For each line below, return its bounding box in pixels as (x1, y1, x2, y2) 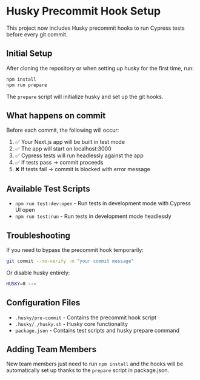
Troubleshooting (6, 230, 71, 240)
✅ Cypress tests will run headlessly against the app (15, 152, 144, 159)
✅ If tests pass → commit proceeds (15, 159, 104, 166)
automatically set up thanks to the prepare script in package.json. (6, 367, 170, 374)
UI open (15, 206, 35, 214)
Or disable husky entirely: (6, 269, 70, 276)
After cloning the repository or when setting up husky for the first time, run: (6, 64, 194, 72)
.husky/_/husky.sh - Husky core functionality (15, 320, 128, 327)
